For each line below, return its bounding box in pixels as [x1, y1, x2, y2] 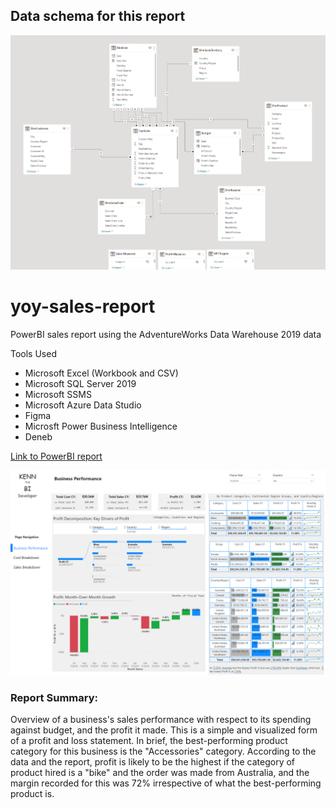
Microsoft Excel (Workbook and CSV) [24, 367, 179, 379]
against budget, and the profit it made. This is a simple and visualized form [10, 724, 318, 736]
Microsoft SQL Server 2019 [24, 378, 137, 390]
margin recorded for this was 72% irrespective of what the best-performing [10, 777, 322, 789]
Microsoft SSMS [24, 389, 92, 401]
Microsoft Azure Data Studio [24, 399, 142, 411]
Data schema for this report [10, 8, 186, 25]
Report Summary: [10, 690, 98, 704]
